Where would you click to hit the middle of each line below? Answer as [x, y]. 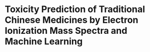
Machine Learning [44, 42]
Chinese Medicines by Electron [72, 20]
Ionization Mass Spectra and [66, 31]
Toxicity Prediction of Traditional [75, 9]
